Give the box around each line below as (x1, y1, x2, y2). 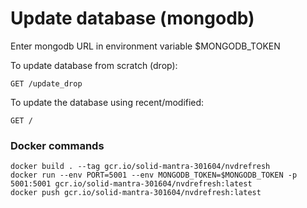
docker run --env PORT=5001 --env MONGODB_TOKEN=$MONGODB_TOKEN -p (10, 170, 298, 181)
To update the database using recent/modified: (10, 96, 205, 108)
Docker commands (10, 138, 105, 152)
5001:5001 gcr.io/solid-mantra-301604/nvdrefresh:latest (10, 179, 253, 189)
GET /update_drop (10, 78, 83, 89)
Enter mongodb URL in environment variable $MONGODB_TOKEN (10, 40, 281, 52)
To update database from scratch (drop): (10, 59, 178, 71)
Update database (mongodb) (10, 7, 255, 30)
